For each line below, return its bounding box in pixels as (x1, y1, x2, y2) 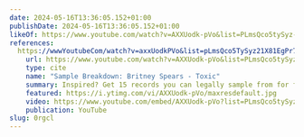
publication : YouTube (25, 105, 107, 114)
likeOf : (9, 30, 39, 39)
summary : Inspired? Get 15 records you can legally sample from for (25, 80, 290, 89)
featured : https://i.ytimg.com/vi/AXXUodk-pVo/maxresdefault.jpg (25, 88, 278, 97)
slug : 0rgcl (9, 114, 54, 123)
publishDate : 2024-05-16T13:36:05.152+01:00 (9, 22, 180, 31)
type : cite (25, 64, 67, 73)
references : (9, 38, 54, 48)
